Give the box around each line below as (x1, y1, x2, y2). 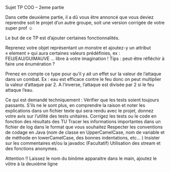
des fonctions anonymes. (5, 146, 58, 152)
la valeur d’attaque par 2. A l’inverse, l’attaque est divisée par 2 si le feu (5, 81, 154, 88)
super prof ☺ (5, 25, 33, 31)
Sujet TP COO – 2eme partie (5, 5, 64, 10)
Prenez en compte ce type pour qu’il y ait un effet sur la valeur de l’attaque (5, 71, 161, 77)
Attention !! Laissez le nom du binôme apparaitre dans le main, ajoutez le (5, 155, 157, 161)
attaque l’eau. (5, 87, 34, 93)
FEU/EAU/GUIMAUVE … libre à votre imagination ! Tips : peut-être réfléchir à (5, 55, 165, 62)
